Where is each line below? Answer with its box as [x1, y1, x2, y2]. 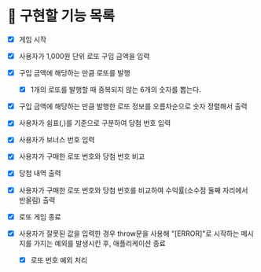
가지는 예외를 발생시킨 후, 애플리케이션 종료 [33, 238, 166, 248]
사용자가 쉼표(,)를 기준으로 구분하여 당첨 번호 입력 [18, 119, 171, 128]
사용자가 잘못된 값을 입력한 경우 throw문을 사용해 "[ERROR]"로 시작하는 [18, 229, 240, 238]
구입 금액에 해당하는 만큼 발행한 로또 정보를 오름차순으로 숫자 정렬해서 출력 [18, 101, 248, 111]
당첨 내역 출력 [18, 168, 61, 178]
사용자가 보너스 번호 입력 [18, 135, 95, 145]
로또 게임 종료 [18, 211, 61, 221]
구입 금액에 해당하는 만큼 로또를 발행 [18, 68, 130, 78]
